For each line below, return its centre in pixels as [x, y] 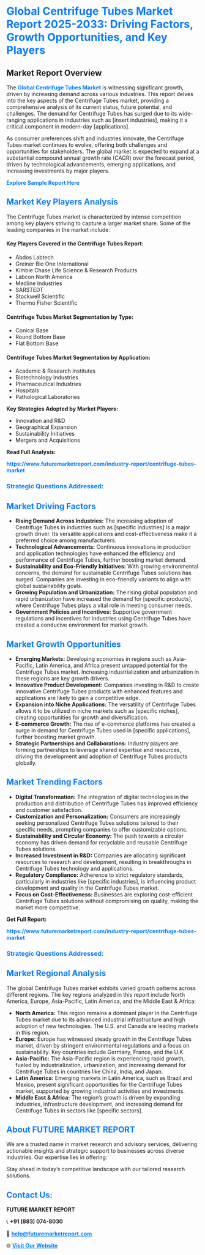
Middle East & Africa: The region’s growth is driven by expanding [98, 1097]
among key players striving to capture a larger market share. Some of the [99, 223]
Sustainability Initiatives [45, 434]
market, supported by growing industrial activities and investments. [100, 1091]
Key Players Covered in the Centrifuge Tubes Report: [75, 244]
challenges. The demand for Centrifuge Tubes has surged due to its [92, 114]
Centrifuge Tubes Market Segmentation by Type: [70, 317]
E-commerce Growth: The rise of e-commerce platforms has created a [105, 724]
